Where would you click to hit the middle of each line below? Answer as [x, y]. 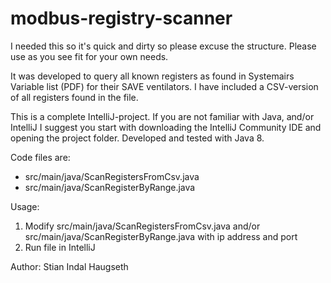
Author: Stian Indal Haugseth [69, 266]
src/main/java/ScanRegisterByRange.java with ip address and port [161, 236]
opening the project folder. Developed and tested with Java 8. [137, 138]
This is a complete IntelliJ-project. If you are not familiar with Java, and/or [162, 116]
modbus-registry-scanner [121, 18]
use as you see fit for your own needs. [89, 56]
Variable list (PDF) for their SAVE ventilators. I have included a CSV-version [164, 86]
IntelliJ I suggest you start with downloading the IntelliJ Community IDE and [166, 127]
